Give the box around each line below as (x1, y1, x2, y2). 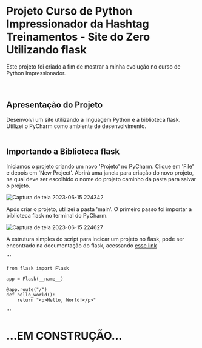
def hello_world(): (6, 292, 56, 298)
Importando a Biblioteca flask (6, 147, 120, 157)
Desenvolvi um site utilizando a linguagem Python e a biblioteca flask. (6, 116, 181, 123)
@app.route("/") (6, 286, 47, 292)
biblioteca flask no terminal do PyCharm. (6, 212, 108, 219)
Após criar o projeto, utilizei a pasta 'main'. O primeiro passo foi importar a (6, 205, 192, 213)
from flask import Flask (6, 265, 69, 271)
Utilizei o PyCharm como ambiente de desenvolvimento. (6, 122, 147, 130)
